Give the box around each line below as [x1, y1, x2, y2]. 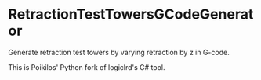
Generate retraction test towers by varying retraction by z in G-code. [8, 47, 230, 57]
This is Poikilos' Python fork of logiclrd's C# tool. [8, 62, 166, 71]
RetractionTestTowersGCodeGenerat [8, 5, 254, 23]
